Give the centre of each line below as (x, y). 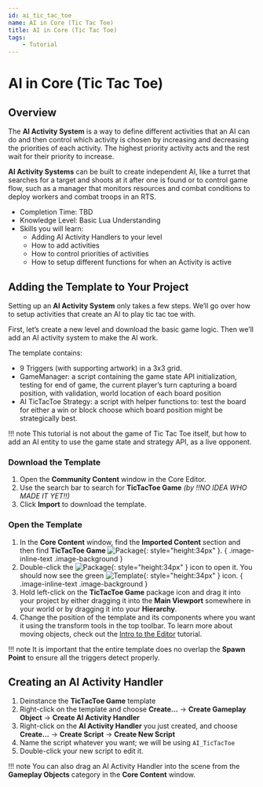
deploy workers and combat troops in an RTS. (82, 197)
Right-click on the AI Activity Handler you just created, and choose (128, 726)
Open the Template (45, 525)
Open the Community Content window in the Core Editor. (113, 480)
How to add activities (65, 245)
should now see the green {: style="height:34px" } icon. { (131, 576)
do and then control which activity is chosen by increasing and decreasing (128, 140)
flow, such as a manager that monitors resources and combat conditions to (129, 189)
